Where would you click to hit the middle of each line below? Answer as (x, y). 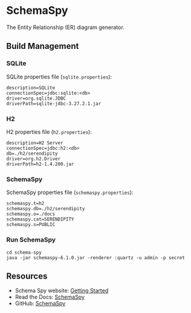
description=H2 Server (35, 143)
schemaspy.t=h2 (25, 204)
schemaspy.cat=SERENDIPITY (40, 219)
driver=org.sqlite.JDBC (36, 98)
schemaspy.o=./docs (31, 214)
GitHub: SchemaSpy (40, 303)
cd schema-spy (24, 252)
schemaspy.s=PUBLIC (31, 225)
